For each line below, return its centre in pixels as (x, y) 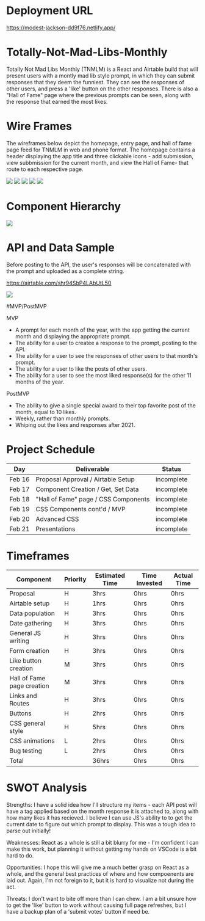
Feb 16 (20, 479)
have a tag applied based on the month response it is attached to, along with (103, 811)
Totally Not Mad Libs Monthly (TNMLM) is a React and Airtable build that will (102, 69)
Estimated (110, 575)
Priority (75, 579)
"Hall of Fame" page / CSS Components (93, 499)
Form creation (30, 650)
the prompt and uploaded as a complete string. (65, 271)
